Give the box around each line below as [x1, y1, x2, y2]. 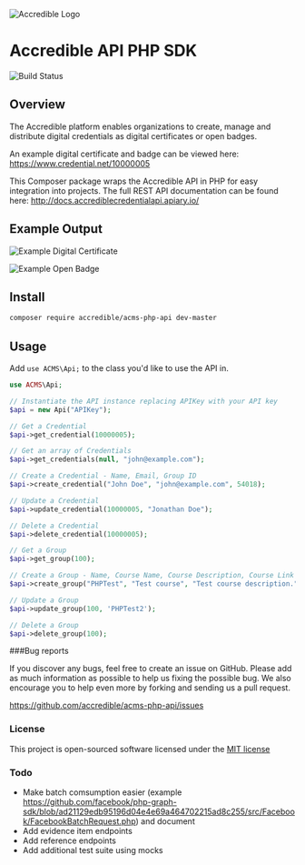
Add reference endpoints [22, 835, 116, 846]
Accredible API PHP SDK [9, 41, 198, 61]
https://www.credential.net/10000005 [9, 157, 151, 168]
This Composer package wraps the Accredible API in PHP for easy [9, 176, 259, 186]
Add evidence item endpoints [22, 826, 133, 837]
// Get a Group [9, 546, 67, 555]
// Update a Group [9, 596, 79, 605]
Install [9, 289, 45, 305]
